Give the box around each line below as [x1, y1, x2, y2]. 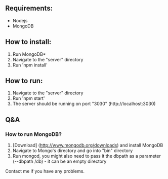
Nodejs [12, 17, 28, 23]
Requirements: [5, 4, 53, 13]
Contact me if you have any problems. [5, 168, 85, 174]
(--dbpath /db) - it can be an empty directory [12, 158, 107, 164]
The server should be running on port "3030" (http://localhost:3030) [12, 101, 156, 107]
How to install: [5, 38, 52, 46]
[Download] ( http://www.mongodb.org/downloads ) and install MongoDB [12, 142, 163, 149]
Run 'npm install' [12, 62, 48, 68]
